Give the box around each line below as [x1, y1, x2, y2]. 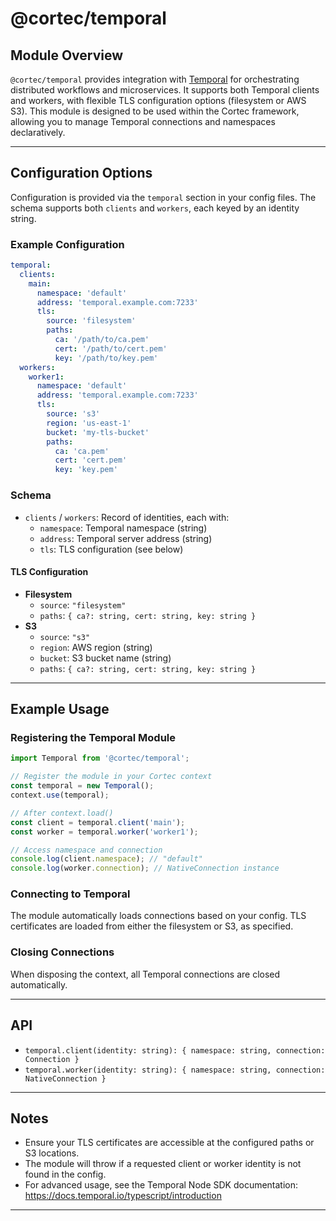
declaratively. [10, 127, 66, 138]
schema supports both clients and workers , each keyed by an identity [10, 202, 300, 214]
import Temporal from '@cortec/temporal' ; [10, 753, 190, 764]
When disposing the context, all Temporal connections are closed [10, 968, 281, 980]
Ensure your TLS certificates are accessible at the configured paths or [24, 1137, 315, 1149]
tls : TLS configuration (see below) [39, 543, 184, 555]
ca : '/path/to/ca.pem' [54, 335, 150, 345]
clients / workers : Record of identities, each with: [24, 511, 230, 523]
